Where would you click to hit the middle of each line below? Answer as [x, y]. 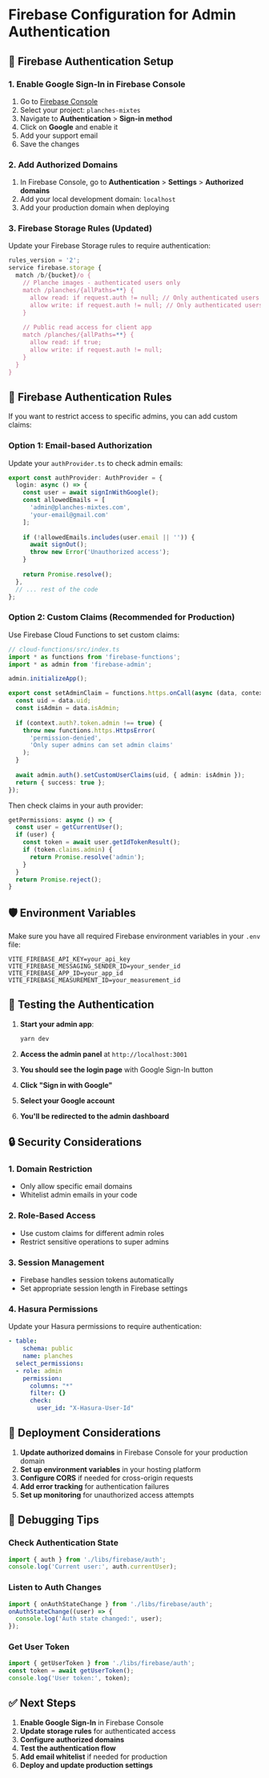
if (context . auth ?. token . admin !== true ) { [89, 723]
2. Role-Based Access [52, 1216]
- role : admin [39, 1371]
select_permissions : [50, 1363]
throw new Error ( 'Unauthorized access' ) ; [100, 552]
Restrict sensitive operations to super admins [94, 1242]
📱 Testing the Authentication [81, 1005]
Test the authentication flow [68, 1748]
